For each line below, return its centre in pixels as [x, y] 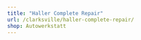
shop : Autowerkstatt [37, 26]
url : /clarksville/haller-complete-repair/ [71, 20]
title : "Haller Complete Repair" [55, 13]
